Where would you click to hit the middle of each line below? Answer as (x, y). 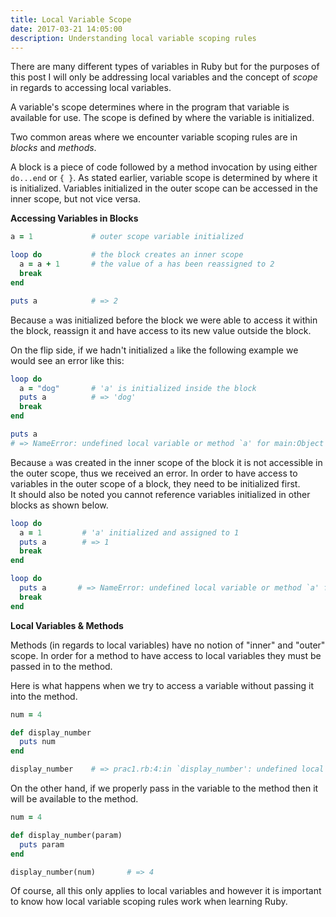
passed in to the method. (61, 666)
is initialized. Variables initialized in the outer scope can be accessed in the (164, 188)
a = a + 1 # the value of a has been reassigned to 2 (147, 264)
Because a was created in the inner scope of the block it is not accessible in (166, 462)
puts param (42, 844)
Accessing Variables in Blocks (74, 218)
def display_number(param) (66, 835)
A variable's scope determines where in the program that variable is (150, 107)
